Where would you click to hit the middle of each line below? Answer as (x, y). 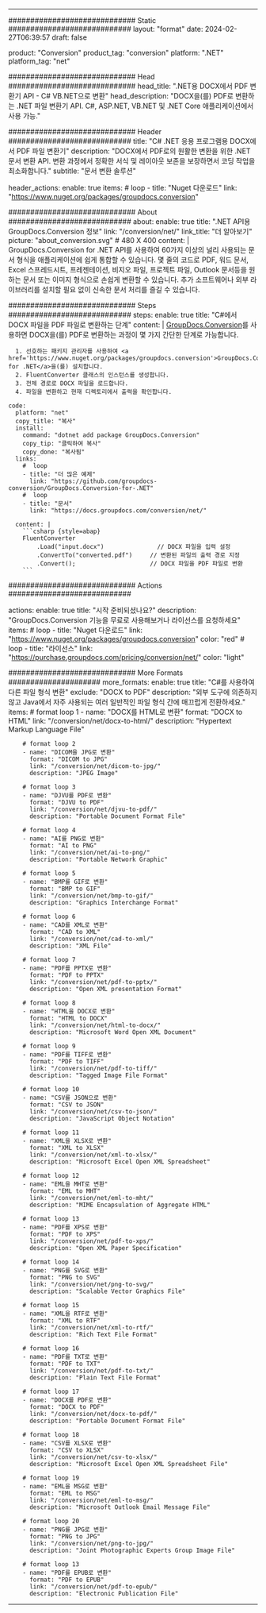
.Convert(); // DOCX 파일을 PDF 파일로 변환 (140, 564)
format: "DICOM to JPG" (68, 759)
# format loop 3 (49, 787)
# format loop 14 (51, 1262)
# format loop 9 (49, 1046)
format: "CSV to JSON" (66, 1105)
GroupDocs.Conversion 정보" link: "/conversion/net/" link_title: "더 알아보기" (130, 232)
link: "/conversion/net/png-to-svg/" (91, 1284)
